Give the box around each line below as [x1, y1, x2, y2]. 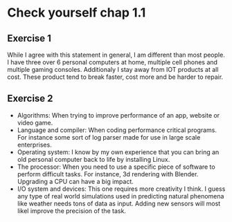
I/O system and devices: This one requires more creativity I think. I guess [17, 185, 226, 193]
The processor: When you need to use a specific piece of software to [17, 163, 216, 171]
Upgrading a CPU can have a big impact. [17, 177, 134, 185]
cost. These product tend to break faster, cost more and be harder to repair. [7, 73, 224, 81]
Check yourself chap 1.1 [7, 5, 146, 21]
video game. [17, 118, 53, 127]
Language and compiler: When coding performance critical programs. [17, 126, 217, 134]
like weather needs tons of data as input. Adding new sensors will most [17, 199, 221, 207]
